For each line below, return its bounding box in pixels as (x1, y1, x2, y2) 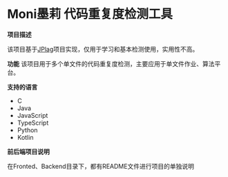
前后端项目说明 (7, 147, 50, 156)
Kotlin (17, 133, 34, 141)
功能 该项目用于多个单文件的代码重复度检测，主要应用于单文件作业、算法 (7, 59, 215, 67)
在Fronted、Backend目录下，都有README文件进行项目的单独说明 (7, 162, 195, 170)
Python (17, 125, 38, 134)
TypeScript (17, 118, 49, 127)
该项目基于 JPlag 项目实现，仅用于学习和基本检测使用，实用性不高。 (7, 45, 199, 53)
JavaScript (17, 111, 48, 119)
